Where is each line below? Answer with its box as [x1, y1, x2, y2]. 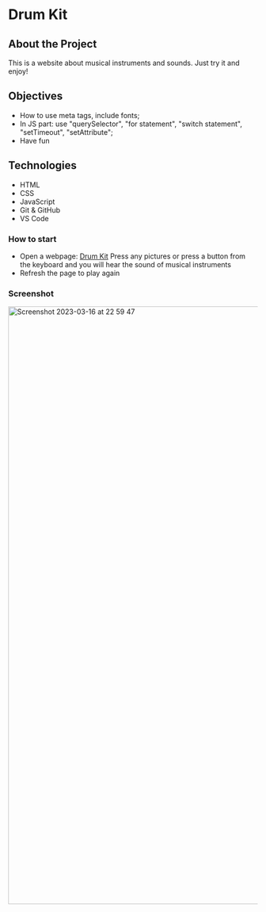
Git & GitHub [19, 205, 61, 215]
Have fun [19, 136, 50, 145]
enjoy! [8, 67, 28, 76]
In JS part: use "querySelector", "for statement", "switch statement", [19, 119, 243, 128]
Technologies [8, 159, 78, 172]
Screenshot [8, 288, 54, 299]
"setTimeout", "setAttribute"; [19, 127, 113, 136]
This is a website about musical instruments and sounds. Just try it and [8, 58, 240, 67]
